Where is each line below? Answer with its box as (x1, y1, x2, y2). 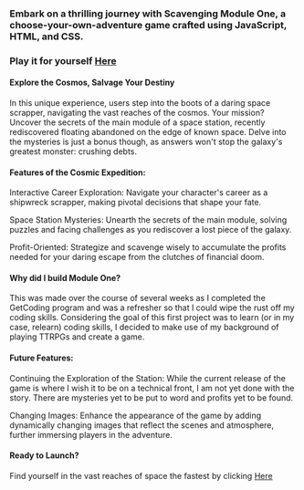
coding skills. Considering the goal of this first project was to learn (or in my (9, 312, 295, 323)
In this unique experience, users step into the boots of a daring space (9, 98, 271, 109)
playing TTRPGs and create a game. (9, 331, 145, 342)
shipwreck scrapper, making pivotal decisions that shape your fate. (9, 197, 262, 208)
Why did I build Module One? (9, 272, 121, 283)
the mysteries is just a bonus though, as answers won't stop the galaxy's (9, 136, 283, 148)
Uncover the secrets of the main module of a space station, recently (9, 117, 266, 128)
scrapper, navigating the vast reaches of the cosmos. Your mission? (9, 108, 265, 119)
